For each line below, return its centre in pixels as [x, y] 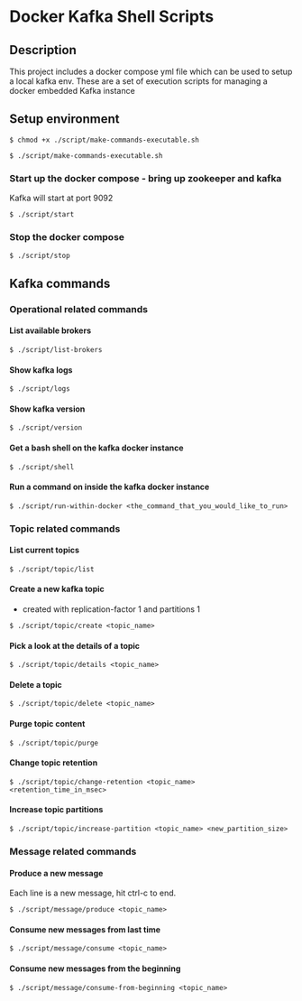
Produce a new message [56, 873]
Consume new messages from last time [85, 929]
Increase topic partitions [56, 810]
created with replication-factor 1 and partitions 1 [111, 609]
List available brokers [50, 330]
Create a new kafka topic [57, 589]
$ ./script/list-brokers [56, 349]
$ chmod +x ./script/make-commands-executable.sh [105, 140]
